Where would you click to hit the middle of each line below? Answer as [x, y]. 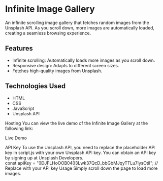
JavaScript [23, 108]
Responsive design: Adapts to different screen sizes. [65, 65]
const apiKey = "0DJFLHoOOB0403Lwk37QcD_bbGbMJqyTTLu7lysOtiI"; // [82, 163]
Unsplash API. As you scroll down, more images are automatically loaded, [80, 27]
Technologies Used [35, 86]
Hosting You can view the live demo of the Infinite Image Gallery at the [77, 123]
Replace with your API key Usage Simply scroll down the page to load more [81, 168]
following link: [19, 128]
